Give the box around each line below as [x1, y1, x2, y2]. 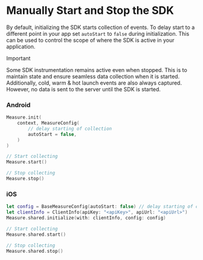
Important [6, 54, 31, 62]
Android [6, 100, 31, 109]
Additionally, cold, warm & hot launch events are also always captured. [6, 79, 182, 86]
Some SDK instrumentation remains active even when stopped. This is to [6, 66, 187, 73]
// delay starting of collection [28, 125, 112, 132]
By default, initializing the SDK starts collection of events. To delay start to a [6, 24, 195, 31]
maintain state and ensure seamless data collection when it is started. [6, 73, 180, 80]
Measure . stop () [6, 176, 45, 182]
